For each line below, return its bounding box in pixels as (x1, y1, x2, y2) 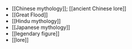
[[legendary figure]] (11, 30, 60, 37)
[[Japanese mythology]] (11, 24, 70, 31)
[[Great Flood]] (11, 11, 48, 18)
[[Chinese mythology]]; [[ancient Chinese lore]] (11, 5, 127, 12)
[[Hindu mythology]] (11, 18, 61, 24)
